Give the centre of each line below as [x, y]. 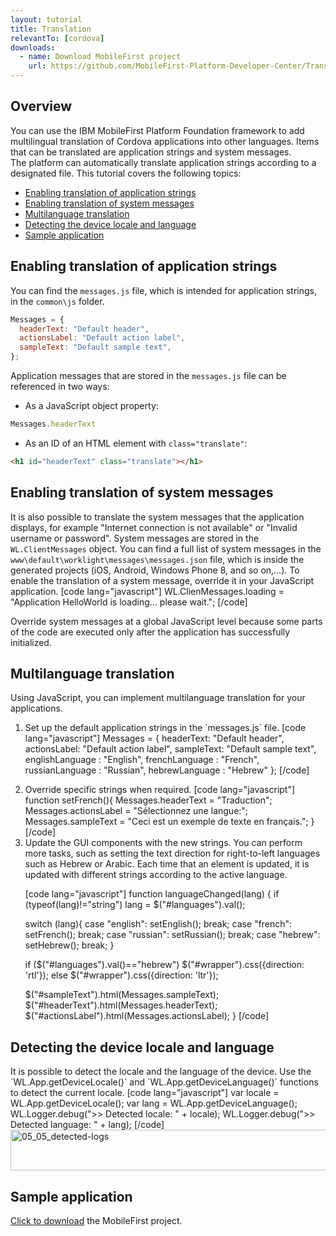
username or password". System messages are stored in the [135, 538]
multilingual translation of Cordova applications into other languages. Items [165, 141]
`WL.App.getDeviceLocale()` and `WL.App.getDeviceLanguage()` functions [164, 1082]
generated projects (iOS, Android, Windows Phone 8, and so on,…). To [155, 570]
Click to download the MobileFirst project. [96, 1220]
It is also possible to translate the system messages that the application [157, 517]
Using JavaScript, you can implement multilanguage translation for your [158, 698]
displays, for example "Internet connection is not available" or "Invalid [154, 527]
